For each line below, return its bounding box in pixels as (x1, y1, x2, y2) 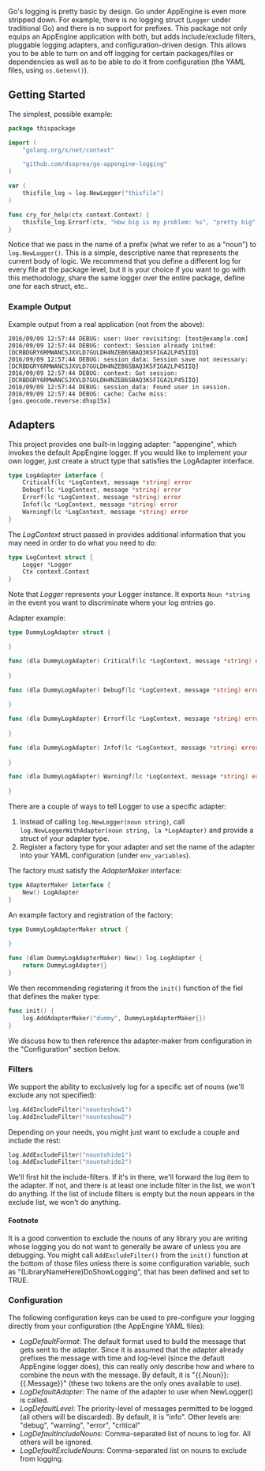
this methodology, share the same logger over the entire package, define (8, 273, 245, 283)
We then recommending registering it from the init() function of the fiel (8, 983, 243, 993)
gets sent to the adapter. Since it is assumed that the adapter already (19, 1345, 244, 1354)
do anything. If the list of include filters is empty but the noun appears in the (8, 1189, 255, 1199)
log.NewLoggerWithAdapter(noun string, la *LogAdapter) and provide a (19, 825, 254, 835)
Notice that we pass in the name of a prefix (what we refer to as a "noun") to (8, 240, 256, 250)
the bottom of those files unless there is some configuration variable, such (8, 1259, 250, 1268)
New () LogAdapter (22, 888, 80, 896)
